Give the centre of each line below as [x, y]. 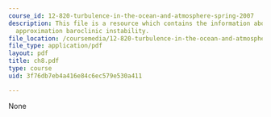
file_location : [34, 38]
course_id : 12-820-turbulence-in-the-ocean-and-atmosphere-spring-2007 [131, 16]
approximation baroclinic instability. [83, 31]
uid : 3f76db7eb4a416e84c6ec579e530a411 [75, 76]
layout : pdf [28, 53]
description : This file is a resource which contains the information [129, 23]
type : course [30, 69]
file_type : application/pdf [56, 46]
